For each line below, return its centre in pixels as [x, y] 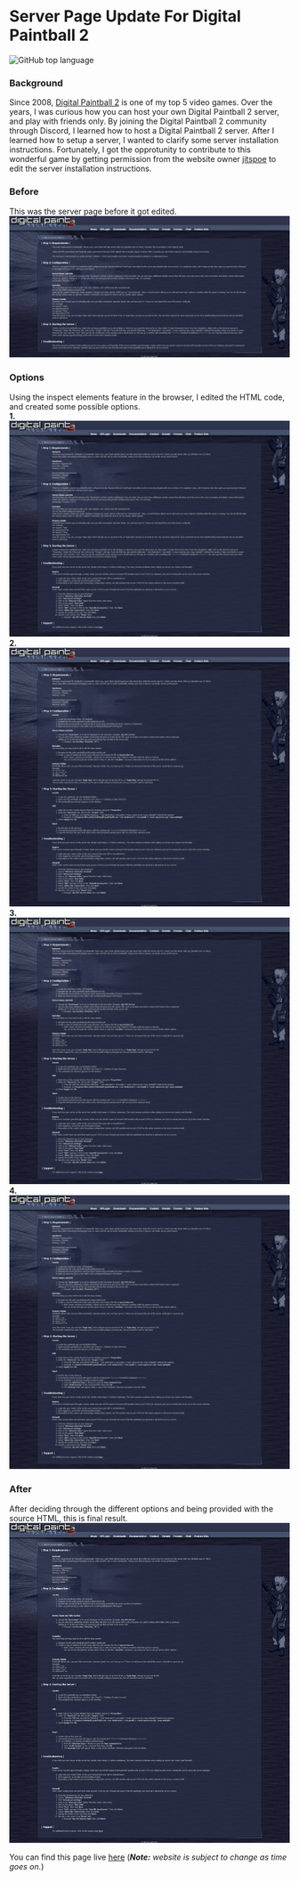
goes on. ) [27, 1866]
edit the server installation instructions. [81, 169]
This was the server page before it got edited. [93, 211]
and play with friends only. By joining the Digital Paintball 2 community [138, 121]
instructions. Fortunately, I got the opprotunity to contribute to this [130, 150]
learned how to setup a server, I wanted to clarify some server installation [144, 141]
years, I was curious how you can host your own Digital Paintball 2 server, [145, 112]
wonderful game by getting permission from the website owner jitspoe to [143, 159]
